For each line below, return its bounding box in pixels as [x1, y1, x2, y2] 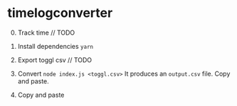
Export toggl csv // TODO [17, 55, 93, 64]
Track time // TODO [17, 28, 75, 37]
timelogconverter [7, 5, 113, 21]
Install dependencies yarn [17, 42, 94, 50]
